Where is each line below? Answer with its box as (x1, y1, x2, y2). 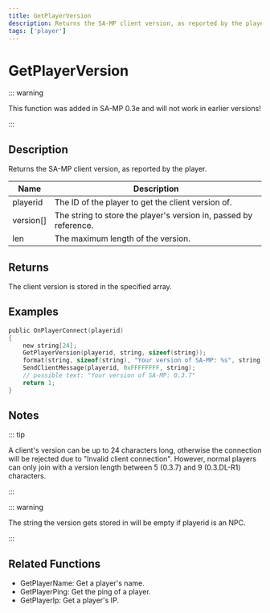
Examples (8, 305, 59, 319)
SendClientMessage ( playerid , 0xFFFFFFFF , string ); (22, 364, 196, 372)
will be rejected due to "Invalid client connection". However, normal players (8, 454, 257, 464)
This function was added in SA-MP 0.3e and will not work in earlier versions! (8, 104, 261, 114)
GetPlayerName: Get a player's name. (19, 578, 145, 588)
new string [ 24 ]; (22, 342, 78, 350)
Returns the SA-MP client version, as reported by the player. (8, 164, 207, 174)
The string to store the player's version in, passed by (54, 210, 253, 222)
